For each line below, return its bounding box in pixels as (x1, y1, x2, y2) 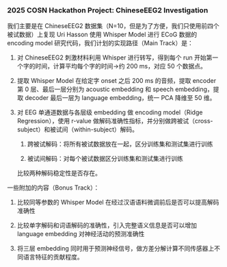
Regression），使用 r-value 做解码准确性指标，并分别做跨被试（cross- (16, 117, 213, 125)
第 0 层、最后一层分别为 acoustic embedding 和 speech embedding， (16, 85, 213, 94)
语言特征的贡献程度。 (23, 253, 83, 262)
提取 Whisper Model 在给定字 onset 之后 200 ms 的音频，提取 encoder (16, 77, 217, 85)
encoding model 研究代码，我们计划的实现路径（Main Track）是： (7, 39, 193, 47)
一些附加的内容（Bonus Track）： (7, 183, 100, 192)
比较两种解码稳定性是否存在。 (16, 169, 101, 177)
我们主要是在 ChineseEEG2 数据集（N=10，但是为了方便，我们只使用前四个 (7, 22, 219, 30)
